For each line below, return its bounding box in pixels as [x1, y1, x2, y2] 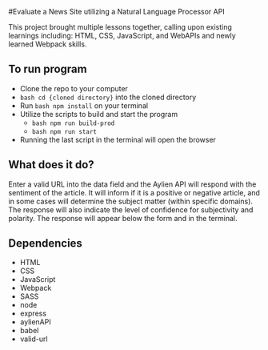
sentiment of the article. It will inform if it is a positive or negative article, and [8, 187, 260, 197]
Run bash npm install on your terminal [19, 100, 149, 111]
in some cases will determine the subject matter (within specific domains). [8, 196, 254, 206]
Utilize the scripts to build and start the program [19, 109, 178, 119]
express [19, 308, 46, 319]
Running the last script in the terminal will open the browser [19, 135, 216, 144]
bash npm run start [31, 127, 98, 135]
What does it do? [8, 158, 94, 171]
